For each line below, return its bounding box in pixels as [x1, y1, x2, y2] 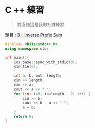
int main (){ [5, 55, 29, 60]
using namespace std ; [5, 46, 49, 51]
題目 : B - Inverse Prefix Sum [5, 32, 62, 38]
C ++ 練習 [5, 4, 44, 16]
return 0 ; [14, 114, 34, 119]
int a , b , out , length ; [14, 73, 62, 78]
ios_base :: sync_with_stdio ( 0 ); [14, 60, 77, 64]
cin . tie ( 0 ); [14, 64, 38, 69]
